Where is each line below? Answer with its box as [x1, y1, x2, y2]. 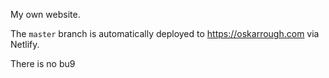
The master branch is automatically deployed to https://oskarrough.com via [10, 28, 320, 39]
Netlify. [10, 39, 40, 50]
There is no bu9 [10, 58, 76, 69]
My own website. [10, 9, 81, 20]
